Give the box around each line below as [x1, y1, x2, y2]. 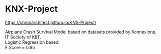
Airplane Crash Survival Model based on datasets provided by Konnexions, [5, 29, 157, 35]
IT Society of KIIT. [5, 34, 42, 40]
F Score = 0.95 [5, 44, 35, 50]
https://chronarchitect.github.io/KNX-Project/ [5, 19, 97, 25]
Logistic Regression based [5, 39, 59, 45]
